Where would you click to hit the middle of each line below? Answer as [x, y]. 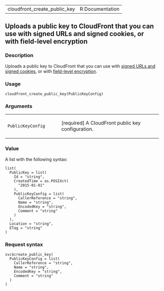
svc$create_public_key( [29, 254]
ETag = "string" [26, 228]
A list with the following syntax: [36, 159]
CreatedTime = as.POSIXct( [41, 181]
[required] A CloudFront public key [101, 123]
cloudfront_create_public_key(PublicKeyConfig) [54, 94]
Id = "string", [29, 177]
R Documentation [100, 9]
